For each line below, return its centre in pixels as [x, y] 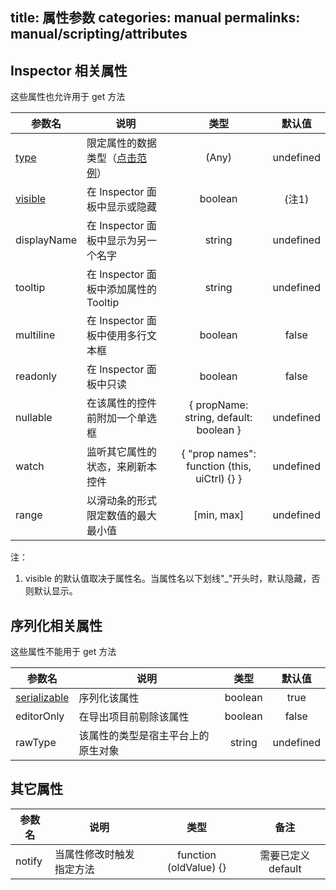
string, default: [218, 418]
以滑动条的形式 [122, 501]
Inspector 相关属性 [69, 70]
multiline [35, 335]
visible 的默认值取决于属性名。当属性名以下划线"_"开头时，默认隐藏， [168, 579]
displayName [46, 240]
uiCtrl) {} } [219, 479]
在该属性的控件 [122, 403]
